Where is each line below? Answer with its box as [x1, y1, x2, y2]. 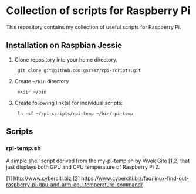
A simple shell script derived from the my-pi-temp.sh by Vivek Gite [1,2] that [6, 157, 190, 165]
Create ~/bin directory [14, 77, 69, 84]
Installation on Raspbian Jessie [6, 40, 123, 50]
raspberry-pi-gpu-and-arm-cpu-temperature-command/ [6, 181, 143, 188]
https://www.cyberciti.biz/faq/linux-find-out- [81, 175, 189, 182]
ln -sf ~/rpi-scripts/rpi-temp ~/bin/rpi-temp [17, 110, 133, 117]
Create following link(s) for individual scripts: [14, 99, 123, 106]
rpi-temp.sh [6, 144, 41, 152]
